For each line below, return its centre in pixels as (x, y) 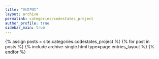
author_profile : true (27, 23)
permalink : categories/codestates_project (49, 19)
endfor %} (16, 52)
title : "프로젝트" (22, 10)
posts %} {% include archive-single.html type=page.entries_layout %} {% (80, 47)
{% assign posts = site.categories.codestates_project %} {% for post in (78, 41)
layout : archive (22, 14)
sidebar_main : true (25, 28)
